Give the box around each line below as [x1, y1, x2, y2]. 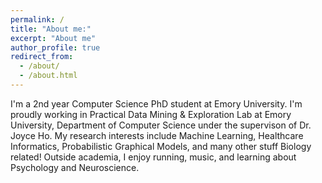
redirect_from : [10, 52, 74, 62]
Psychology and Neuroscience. [10, 161, 140, 173]
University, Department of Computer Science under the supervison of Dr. [10, 119, 312, 131]
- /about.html [19, 71, 78, 81]
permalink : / [10, 14, 65, 25]
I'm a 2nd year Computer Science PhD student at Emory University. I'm [10, 97, 303, 110]
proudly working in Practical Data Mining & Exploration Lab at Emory [10, 108, 292, 120]
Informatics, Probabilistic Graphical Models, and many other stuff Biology [10, 140, 312, 152]
